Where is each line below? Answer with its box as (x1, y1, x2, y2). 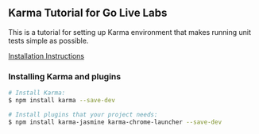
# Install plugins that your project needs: (8, 110, 158, 118)
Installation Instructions (8, 51, 85, 60)
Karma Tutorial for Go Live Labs (8, 6, 168, 20)
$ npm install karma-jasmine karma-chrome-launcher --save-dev (8, 118, 222, 126)
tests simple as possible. (8, 36, 89, 45)
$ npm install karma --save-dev (8, 96, 115, 104)
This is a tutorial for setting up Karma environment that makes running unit (8, 27, 252, 36)
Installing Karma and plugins (8, 71, 122, 82)
